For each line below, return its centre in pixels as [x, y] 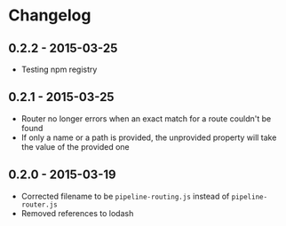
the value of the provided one [75, 146]
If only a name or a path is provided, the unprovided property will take [149, 137]
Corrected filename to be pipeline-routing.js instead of [125, 196]
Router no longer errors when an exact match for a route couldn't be [146, 118]
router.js [40, 205]
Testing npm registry [59, 69]
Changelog [50, 16]
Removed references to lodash [77, 213]
